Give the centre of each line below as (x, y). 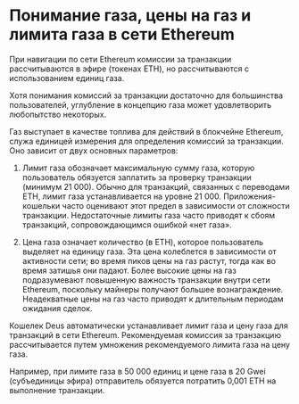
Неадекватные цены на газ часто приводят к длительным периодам (153, 299)
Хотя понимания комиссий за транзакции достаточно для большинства (146, 95)
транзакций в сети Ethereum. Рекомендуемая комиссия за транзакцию (145, 334)
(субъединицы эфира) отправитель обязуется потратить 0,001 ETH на (143, 381)
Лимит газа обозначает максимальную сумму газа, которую (138, 168)
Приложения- (249, 196)
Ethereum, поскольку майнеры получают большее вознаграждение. (153, 289)
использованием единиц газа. (67, 78)
